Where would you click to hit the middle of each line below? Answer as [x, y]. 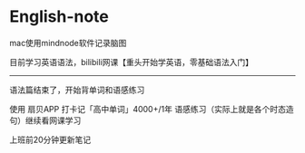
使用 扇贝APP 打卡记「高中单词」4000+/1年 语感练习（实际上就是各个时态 [148, 109]
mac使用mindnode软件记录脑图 [68, 43]
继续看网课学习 [53, 120]
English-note [59, 17]
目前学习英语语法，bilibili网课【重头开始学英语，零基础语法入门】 [132, 62]
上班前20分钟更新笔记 [50, 139]
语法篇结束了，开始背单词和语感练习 [77, 90]
